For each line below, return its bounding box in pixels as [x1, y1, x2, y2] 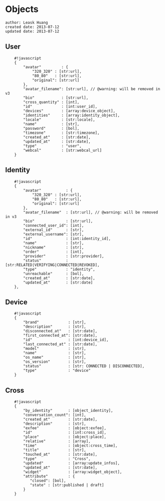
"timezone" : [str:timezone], [23, 130, 100, 135]
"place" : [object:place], [23, 434, 107, 439]
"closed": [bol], [30, 478, 66, 483]
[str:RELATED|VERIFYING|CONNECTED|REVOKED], [5, 262, 100, 268]
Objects [5, 4, 39, 15]
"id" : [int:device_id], [23, 337, 109, 343]
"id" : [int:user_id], [23, 104, 98, 109]
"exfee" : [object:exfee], [23, 426, 107, 431]
